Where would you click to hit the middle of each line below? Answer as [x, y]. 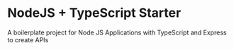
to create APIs [28, 39]
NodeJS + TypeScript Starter [94, 13]
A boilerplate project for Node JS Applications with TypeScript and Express [117, 32]
